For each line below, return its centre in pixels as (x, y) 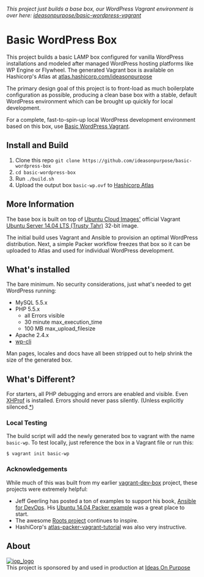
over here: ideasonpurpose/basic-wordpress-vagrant (74, 15)
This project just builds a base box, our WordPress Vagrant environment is (100, 9)
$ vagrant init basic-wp (38, 454)
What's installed (38, 270)
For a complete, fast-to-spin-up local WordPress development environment (101, 119)
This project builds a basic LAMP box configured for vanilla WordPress (95, 57)
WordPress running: (31, 291)
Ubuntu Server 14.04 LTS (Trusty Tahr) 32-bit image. (73, 225)
